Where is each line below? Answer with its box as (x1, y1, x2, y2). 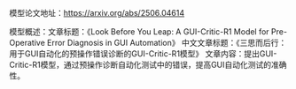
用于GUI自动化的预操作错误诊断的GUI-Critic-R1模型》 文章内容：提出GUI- (9, 48, 277, 59)
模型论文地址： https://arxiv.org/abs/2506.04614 (9, 8, 184, 18)
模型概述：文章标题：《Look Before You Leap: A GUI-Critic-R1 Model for (9, 26, 269, 37)
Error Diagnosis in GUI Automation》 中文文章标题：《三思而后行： (47, 38, 287, 48)
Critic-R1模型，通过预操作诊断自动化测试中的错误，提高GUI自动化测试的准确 (9, 60, 287, 70)
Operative (9, 38, 46, 48)
